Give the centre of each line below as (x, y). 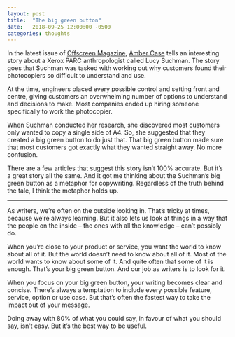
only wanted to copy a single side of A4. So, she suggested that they (106, 132)
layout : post (26, 14)
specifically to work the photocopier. (60, 111)
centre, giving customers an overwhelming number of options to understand (117, 97)
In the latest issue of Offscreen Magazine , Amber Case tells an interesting (113, 53)
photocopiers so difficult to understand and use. (77, 76)
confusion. (23, 155)
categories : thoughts (39, 33)
